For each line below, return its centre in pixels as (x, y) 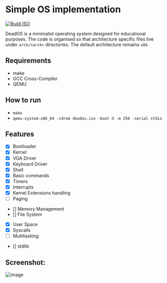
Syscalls (22, 230)
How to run (23, 100)
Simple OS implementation (63, 10)
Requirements (28, 61)
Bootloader (25, 146)
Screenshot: (25, 262)
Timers (20, 181)
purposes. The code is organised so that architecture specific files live (80, 39)
